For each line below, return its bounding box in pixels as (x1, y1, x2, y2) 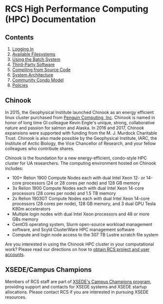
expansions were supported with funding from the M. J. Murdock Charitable (5, 130, 157, 136)
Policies (12, 82, 28, 88)
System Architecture (12, 72, 54, 77)
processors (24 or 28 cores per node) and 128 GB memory (22, 180, 140, 186)
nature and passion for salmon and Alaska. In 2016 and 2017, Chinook (5, 125, 145, 131)
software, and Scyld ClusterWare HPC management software (12, 227, 135, 232)
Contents (5, 33, 34, 41)
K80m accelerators (12, 206, 51, 211)
